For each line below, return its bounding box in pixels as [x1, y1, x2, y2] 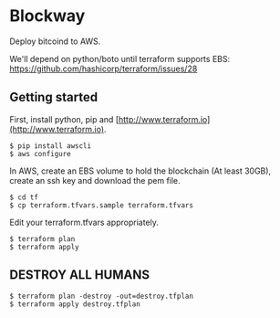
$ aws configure [9, 149, 71, 158]
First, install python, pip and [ [9, 113, 119, 124]
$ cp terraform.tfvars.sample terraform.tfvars [9, 200, 194, 210]
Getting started [9, 90, 99, 105]
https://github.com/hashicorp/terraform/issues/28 [9, 63, 198, 74]
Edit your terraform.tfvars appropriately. [9, 217, 160, 228]
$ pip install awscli [9, 141, 92, 151]
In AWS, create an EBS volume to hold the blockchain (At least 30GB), [9, 165, 272, 176]
